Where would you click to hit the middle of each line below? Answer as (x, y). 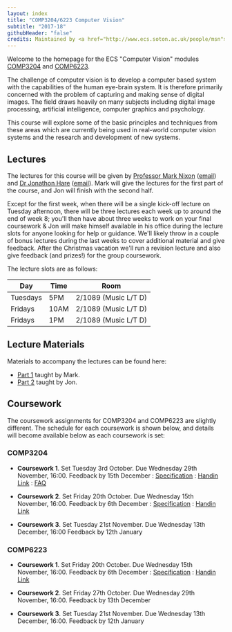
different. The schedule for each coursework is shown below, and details (110, 428)
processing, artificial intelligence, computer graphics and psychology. (106, 109)
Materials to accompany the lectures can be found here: (87, 361)
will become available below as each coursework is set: (86, 435)
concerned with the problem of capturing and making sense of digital (106, 95)
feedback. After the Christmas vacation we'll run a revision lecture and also (114, 248)
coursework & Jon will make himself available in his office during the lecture (115, 226)
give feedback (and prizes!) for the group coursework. (84, 255)
